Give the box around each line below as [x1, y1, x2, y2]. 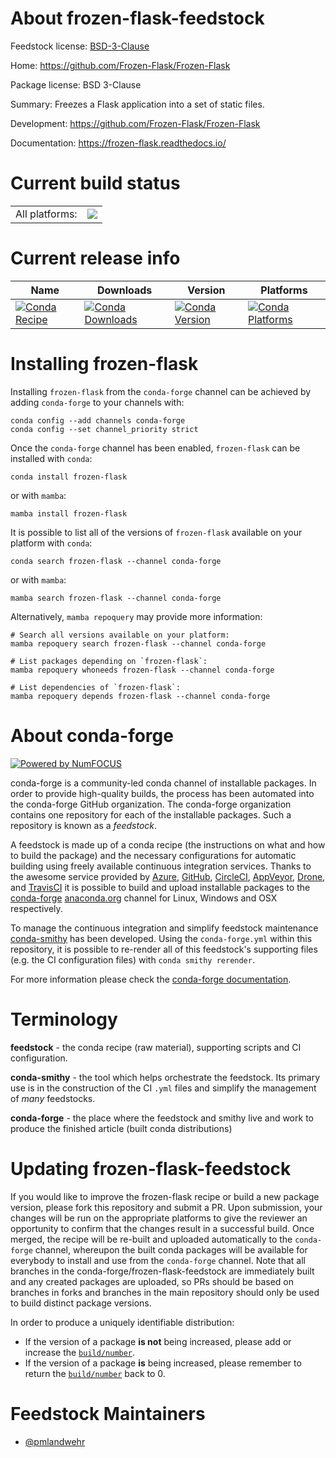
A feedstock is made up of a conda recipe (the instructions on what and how [10, 838, 326, 851]
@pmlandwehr [24, 1435, 86, 1447]
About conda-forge [10, 724, 174, 747]
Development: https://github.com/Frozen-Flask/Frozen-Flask [10, 117, 261, 129]
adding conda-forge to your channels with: [10, 396, 185, 408]
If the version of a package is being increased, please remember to [24, 1357, 302, 1369]
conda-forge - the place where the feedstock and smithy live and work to [10, 1112, 314, 1124]
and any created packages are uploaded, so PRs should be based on [10, 1275, 294, 1287]
